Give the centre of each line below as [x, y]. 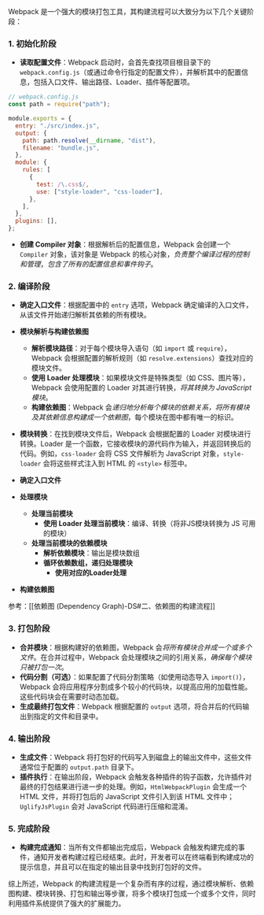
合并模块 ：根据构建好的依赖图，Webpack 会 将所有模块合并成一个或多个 [136, 647]
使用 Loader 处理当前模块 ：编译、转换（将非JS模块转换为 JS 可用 [149, 524]
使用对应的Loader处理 [91, 572]
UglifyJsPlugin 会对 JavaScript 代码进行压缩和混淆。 [106, 806]
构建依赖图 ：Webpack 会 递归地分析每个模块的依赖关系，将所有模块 [140, 407]
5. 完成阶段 [29, 828]
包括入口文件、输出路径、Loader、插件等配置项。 [114, 82]
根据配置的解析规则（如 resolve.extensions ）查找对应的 [162, 358]
